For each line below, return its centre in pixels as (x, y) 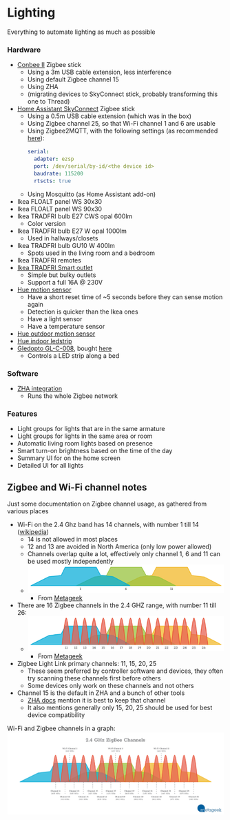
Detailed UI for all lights (50, 466)
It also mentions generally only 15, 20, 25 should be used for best (120, 708)
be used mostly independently (70, 562)
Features (22, 414)
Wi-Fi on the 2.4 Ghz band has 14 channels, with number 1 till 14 (108, 525)
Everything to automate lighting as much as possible (82, 32)
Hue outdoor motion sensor (56, 334)
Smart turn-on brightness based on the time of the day (95, 451)
